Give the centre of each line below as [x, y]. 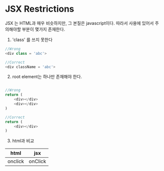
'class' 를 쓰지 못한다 [32, 40]
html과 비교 [23, 141]
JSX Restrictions [40, 9]
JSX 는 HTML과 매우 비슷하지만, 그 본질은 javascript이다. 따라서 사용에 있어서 [79, 23]
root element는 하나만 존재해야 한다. [47, 77]
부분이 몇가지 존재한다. [43, 29]
